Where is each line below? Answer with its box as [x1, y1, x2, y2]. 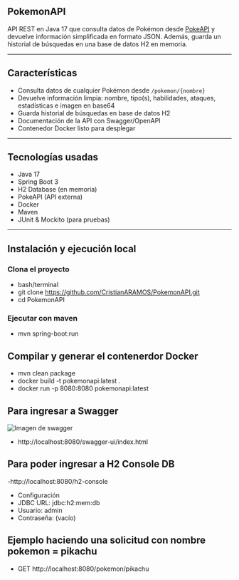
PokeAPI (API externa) [17, 192, 83, 202]
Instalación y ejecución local [7, 242, 137, 255]
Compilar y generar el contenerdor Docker [7, 350, 198, 362]
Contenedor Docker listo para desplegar [17, 124, 136, 133]
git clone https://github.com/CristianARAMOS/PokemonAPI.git [17, 288, 201, 296]
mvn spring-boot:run [17, 329, 79, 338]
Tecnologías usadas [7, 151, 98, 163]
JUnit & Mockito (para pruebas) [17, 215, 110, 224]
